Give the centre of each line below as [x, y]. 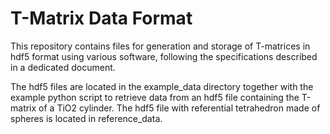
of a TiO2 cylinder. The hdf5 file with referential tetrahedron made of [179, 108]
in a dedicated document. [63, 67]
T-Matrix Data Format [101, 18]
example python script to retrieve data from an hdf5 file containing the [155, 97]
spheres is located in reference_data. [86, 118]
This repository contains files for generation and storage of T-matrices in [160, 46]
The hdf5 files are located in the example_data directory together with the [162, 86]
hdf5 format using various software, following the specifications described [164, 56]
